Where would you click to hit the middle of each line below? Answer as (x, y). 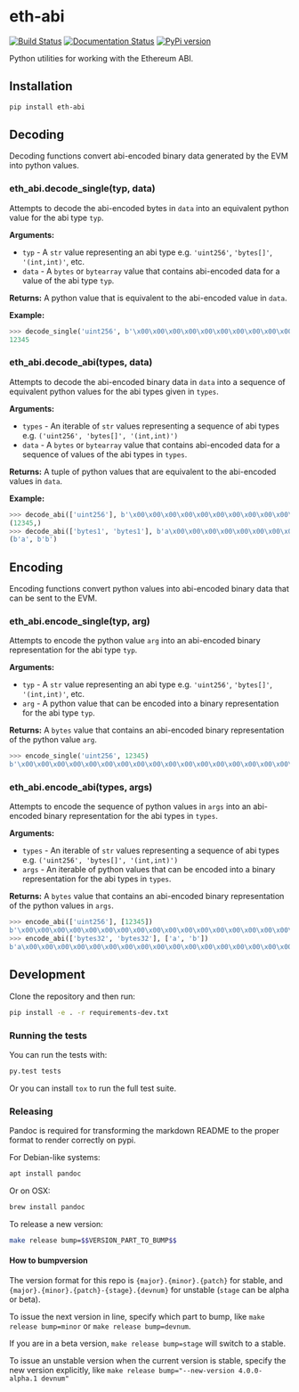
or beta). (25, 1299)
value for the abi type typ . (57, 217)
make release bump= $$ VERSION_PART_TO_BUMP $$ (93, 1241)
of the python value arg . (53, 740)
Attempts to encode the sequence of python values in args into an (130, 807)
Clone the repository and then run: (73, 996)
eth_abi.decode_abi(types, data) (81, 363)
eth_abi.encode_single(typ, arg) (80, 621)
